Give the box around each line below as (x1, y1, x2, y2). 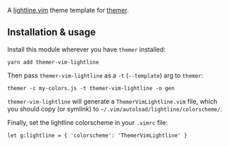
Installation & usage (7, 26, 97, 38)
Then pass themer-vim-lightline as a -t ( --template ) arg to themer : (7, 71, 204, 80)
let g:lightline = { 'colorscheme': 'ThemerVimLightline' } (7, 132, 188, 139)
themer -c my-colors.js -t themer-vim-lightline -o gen (7, 85, 175, 92)
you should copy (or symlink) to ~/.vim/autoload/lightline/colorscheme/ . (7, 104, 223, 113)
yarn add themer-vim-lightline (7, 59, 99, 66)
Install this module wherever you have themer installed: (7, 45, 166, 54)
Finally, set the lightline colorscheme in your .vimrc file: (7, 118, 168, 126)
